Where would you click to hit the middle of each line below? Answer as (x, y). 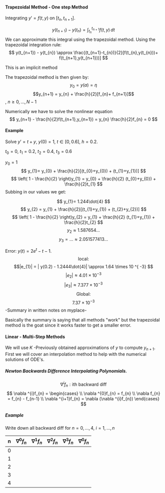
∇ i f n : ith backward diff (83, 384)
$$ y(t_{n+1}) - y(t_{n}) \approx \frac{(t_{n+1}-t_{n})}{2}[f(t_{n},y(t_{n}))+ (83, 52)
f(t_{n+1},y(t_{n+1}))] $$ (83, 58)
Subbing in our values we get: (36, 192)
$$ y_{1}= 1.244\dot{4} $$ (83, 201)
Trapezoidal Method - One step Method (47, 7)
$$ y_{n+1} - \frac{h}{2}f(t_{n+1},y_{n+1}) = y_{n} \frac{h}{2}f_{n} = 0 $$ (83, 119)
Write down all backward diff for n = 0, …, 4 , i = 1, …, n (60, 428)
